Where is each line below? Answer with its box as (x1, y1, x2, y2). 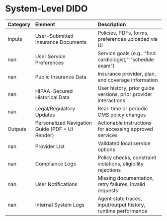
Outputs (7, 125, 26, 132)
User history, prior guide (97, 84, 155, 91)
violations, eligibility (97, 160, 144, 167)
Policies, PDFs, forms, (97, 29, 149, 36)
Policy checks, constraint (97, 154, 157, 161)
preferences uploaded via (97, 35, 158, 42)
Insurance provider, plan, (97, 70, 156, 77)
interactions (97, 97, 126, 104)
